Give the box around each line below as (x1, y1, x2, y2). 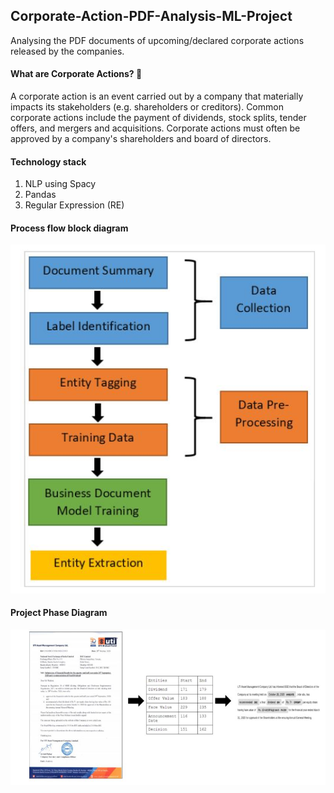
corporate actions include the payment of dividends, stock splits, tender (10, 112, 307, 124)
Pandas (24, 189, 57, 201)
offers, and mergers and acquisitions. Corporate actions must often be (10, 122, 301, 134)
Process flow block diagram (10, 222, 129, 234)
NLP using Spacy (24, 178, 97, 190)
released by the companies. (10, 45, 125, 57)
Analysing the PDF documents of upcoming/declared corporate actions (10, 34, 305, 46)
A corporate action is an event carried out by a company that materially (10, 90, 304, 103)
